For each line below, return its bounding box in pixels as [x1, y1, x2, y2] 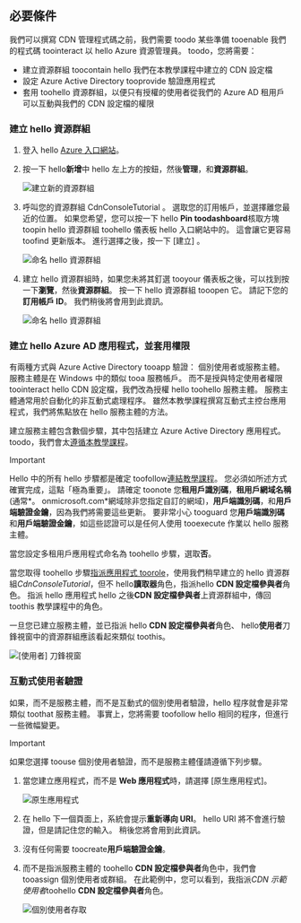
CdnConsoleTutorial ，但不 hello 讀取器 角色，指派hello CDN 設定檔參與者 [17, 579, 283, 589]
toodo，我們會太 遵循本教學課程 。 [9, 437, 133, 448]
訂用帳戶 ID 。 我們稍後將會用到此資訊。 [21, 296, 168, 307]
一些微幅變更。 [9, 719, 64, 730]
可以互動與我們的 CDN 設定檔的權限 [21, 98, 155, 109]
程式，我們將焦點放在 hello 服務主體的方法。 [9, 406, 173, 417]
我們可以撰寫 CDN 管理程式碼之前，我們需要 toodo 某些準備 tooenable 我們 [9, 34, 287, 45]
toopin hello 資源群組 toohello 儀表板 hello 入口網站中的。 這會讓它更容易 [21, 224, 291, 235]
